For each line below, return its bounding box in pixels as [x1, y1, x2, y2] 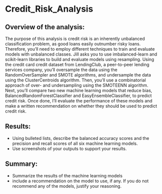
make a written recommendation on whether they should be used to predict [5, 103, 158, 109]
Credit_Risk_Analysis [5, 3, 93, 15]
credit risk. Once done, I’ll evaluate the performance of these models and [5, 98, 153, 103]
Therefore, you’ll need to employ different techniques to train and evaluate [5, 46, 155, 52]
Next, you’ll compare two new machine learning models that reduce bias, [5, 88, 153, 93]
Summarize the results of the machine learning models [12, 173, 123, 178]
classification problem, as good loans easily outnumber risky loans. [5, 41, 141, 47]
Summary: [5, 160, 38, 168]
